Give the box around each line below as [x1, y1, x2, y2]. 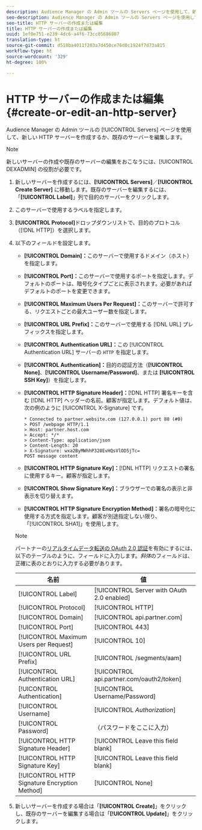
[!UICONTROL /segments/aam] [94, 654, 182, 663]
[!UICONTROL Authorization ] [94, 706, 176, 714]
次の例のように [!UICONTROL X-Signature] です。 [23, 404, 147, 411]
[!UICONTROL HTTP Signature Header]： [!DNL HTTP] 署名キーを [23, 389, 188, 396]
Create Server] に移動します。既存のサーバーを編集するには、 [14, 186, 170, 193]
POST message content [23, 453, 78, 460]
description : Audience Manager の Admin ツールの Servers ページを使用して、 [6, 8, 192, 15]
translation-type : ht [6, 37, 61, 43]
